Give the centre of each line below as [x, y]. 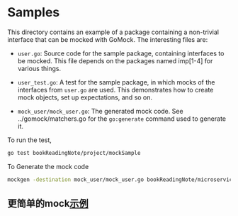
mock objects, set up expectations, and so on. [85, 97]
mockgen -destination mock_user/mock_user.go [75, 179]
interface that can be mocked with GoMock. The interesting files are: [108, 39]
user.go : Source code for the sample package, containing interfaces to [121, 53]
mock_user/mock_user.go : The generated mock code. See [100, 111]
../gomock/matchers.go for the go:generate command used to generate [122, 119]
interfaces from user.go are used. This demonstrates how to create [115, 90]
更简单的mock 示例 [48, 204]
